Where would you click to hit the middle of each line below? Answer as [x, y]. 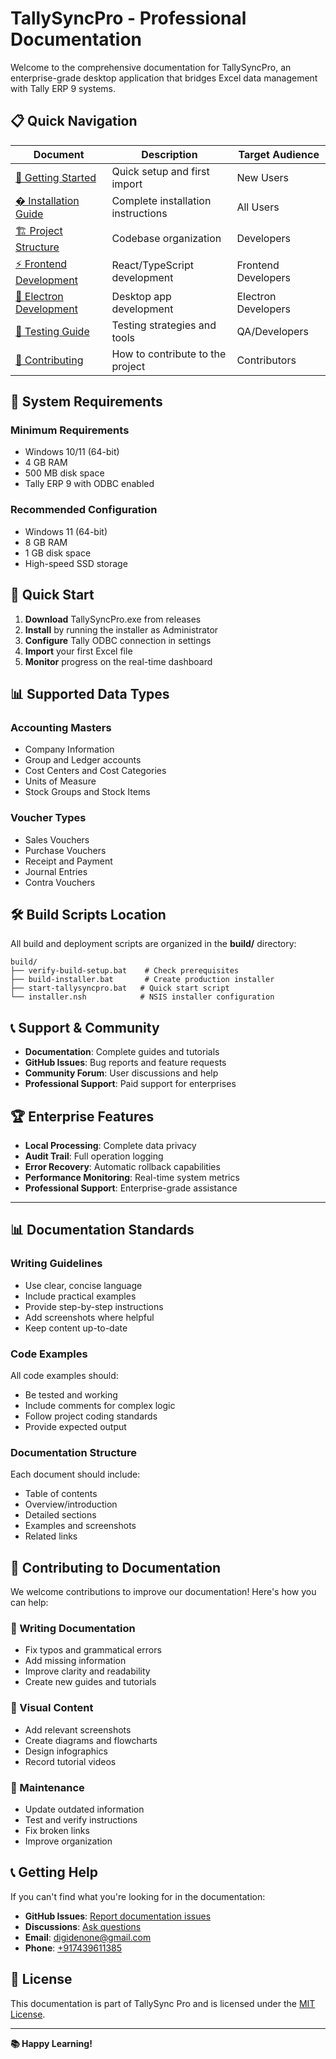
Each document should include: [75, 1474]
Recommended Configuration [84, 510]
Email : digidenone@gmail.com [88, 1937]
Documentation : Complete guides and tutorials [122, 1052]
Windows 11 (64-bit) [66, 531]
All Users [258, 207]
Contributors [266, 360]
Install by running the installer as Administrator [121, 629]
